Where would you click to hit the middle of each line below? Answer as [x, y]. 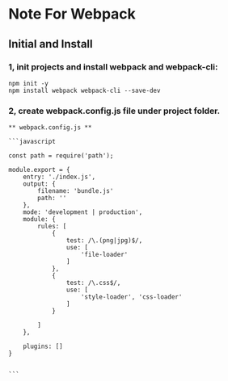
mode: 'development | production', [83, 212]
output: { [40, 184]
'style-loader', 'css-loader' [131, 297]
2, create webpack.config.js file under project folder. [114, 111]
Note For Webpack [72, 14]
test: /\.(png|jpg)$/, [104, 241]
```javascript [32, 142]
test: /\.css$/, [93, 283]
